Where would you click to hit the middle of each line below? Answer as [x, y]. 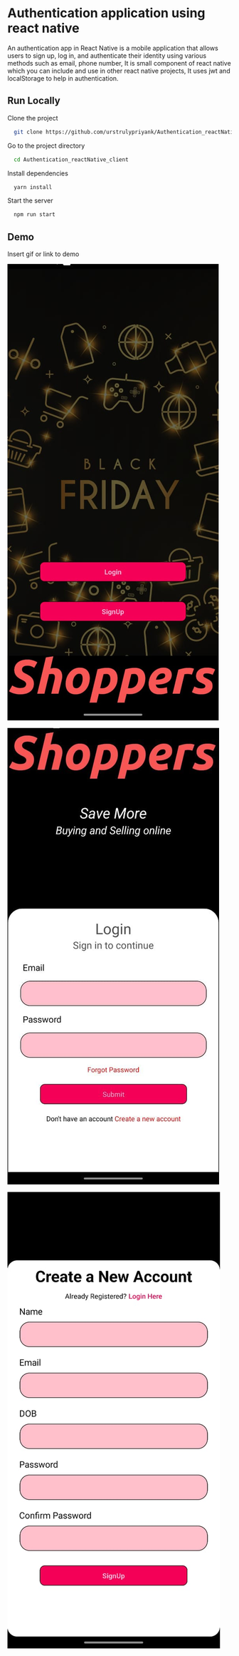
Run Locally [34, 101]
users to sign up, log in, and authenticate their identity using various [107, 56]
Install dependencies [38, 173]
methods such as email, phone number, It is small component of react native [119, 63]
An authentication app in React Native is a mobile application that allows [113, 48]
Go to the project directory [46, 145]
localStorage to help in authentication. [63, 78]
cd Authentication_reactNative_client [71, 159]
